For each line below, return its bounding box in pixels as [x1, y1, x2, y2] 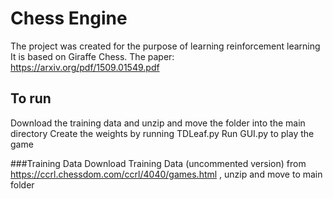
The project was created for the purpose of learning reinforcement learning [10, 40, 321, 52]
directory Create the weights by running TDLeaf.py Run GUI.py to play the [10, 127, 315, 139]
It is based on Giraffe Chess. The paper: [10, 50, 175, 62]
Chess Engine [10, 7, 128, 30]
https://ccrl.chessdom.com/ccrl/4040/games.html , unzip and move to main [10, 168, 323, 180]
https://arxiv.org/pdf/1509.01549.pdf [10, 61, 160, 73]
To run [10, 90, 52, 107]
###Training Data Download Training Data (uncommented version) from [10, 157, 307, 169]
